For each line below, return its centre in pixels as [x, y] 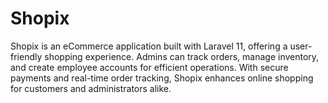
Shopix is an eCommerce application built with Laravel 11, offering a [149, 46]
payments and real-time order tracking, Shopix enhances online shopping [162, 78]
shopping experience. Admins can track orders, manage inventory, [182, 56]
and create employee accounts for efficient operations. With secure [149, 67]
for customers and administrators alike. [91, 88]
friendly [26, 56]
